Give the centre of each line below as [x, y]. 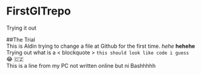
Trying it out [21, 28]
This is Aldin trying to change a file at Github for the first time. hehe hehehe [101, 46]
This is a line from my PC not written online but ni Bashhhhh [81, 65]
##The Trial [21, 39]
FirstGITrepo [39, 11]
